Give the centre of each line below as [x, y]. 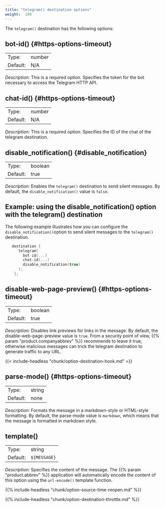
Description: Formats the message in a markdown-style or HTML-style [77, 410]
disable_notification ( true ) [52, 265]
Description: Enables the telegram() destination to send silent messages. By [83, 186]
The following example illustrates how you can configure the [66, 227]
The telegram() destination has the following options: [59, 28]
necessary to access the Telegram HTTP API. [51, 83]
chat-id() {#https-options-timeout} [60, 98]
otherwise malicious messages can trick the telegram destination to [74, 346]
